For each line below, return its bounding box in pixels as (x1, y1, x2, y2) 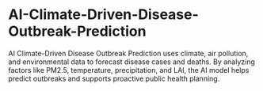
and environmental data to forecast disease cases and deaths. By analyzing (8, 57, 256, 66)
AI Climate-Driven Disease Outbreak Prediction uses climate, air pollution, (8, 48, 249, 58)
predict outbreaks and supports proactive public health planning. (8, 74, 220, 83)
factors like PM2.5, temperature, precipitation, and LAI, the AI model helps (8, 65, 250, 74)
